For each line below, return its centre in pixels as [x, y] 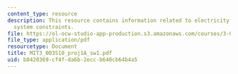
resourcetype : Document [42, 47]
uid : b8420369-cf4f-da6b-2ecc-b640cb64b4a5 [73, 60]
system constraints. [44, 27]
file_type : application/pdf [49, 40]
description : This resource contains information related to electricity [119, 20]
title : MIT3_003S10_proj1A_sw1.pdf [60, 54]
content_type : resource [42, 14]
